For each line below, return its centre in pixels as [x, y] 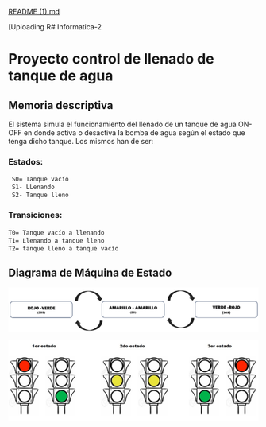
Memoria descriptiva [61, 105]
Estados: [26, 161]
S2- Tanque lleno [40, 195]
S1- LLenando [33, 187]
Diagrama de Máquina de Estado [90, 272]
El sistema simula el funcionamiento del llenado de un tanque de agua [122, 124]
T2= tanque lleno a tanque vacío [64, 248]
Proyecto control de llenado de [111, 59]
